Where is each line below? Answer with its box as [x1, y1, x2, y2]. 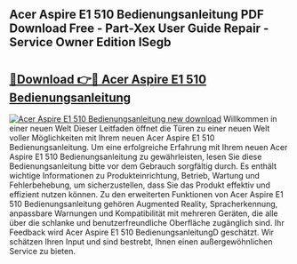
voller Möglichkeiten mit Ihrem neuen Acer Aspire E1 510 [9, 132, 215, 143]
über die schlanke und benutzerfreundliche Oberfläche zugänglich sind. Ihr [9, 218, 285, 228]
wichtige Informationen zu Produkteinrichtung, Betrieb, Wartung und [9, 171, 261, 180]
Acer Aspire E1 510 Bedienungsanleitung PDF [9, 7, 264, 22]
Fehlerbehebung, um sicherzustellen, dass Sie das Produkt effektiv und [9, 180, 271, 190]
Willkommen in [223, 114, 277, 124]
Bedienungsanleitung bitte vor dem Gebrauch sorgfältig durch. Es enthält [9, 161, 277, 172]
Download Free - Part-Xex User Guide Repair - [9, 21, 269, 36]
